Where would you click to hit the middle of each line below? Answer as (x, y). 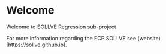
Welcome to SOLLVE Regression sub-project (61, 27)
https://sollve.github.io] (37, 45)
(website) (149, 38)
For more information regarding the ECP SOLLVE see (71, 38)
